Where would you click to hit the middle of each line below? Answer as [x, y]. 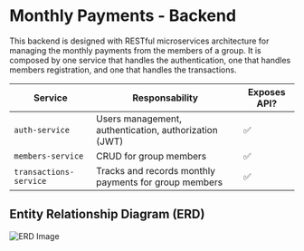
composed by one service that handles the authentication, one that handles [150, 60]
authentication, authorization [157, 130]
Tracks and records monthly [156, 170]
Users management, [139, 119]
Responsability [166, 98]
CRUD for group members [152, 156]
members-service [49, 156]
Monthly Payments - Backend [123, 16]
